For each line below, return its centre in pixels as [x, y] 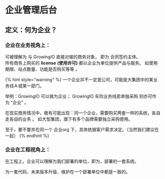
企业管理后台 [31, 10]
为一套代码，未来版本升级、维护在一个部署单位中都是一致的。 [68, 172]
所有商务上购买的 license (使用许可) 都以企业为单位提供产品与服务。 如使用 [82, 63]
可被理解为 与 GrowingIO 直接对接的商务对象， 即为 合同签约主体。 [73, 57]
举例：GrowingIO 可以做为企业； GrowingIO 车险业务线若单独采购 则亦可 [79, 96]
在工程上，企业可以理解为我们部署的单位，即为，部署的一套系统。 [72, 161]
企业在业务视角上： [28, 45]
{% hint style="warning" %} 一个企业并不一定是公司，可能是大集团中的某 [79, 79]
